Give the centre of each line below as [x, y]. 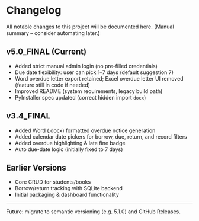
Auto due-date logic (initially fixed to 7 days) [69, 149]
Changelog [34, 10]
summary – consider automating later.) [53, 33]
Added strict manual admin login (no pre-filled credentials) [86, 66]
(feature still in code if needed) [52, 85]
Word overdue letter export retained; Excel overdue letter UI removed [99, 78]
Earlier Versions [36, 167]
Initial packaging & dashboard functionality [67, 195]
